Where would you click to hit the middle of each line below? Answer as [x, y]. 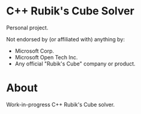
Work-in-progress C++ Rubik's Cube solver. [61, 104]
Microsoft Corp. [34, 51]
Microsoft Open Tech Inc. [46, 57]
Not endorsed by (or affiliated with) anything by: [65, 39]
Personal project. [27, 28]
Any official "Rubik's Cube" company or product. [75, 64]
